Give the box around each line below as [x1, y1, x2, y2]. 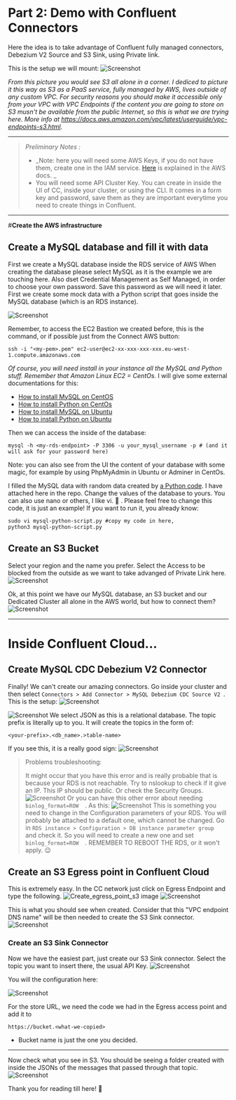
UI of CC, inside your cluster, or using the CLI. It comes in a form [35, 186, 222, 194]
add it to [8, 1010, 32, 1018]
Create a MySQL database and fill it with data [8, 241, 209, 253]
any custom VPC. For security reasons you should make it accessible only [8, 93, 223, 101]
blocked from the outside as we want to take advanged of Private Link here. [8, 568, 227, 577]
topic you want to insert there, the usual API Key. [8, 961, 148, 970]
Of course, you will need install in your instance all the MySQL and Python [8, 363, 223, 373]
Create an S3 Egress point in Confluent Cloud [8, 866, 209, 878]
